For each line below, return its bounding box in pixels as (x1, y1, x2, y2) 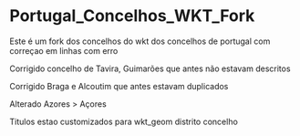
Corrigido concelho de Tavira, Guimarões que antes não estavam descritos (9, 63, 291, 74)
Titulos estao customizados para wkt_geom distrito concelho (9, 116, 239, 127)
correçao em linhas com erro (9, 45, 119, 56)
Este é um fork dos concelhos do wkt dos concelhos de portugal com (9, 36, 271, 47)
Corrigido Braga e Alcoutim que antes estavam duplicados (9, 80, 229, 91)
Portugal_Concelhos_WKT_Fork (9, 5, 255, 26)
